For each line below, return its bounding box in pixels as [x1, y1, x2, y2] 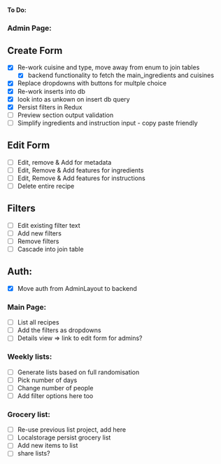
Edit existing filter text [17, 221, 80, 229]
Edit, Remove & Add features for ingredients [17, 165, 144, 175]
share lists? [17, 449, 50, 458]
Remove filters [17, 237, 59, 245]
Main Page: [7, 302, 47, 312]
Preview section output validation [17, 111, 114, 119]
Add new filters [17, 228, 62, 238]
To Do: [7, 6, 27, 14]
